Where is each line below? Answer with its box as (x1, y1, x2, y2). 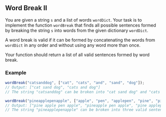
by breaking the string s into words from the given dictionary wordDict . (5, 27, 149, 33)
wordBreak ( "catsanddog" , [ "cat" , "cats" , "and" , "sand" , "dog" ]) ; (5, 81, 145, 86)
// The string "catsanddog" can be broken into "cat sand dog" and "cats (5, 89, 161, 94)
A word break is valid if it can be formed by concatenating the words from (5, 37, 156, 43)
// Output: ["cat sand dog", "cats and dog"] (5, 85, 100, 90)
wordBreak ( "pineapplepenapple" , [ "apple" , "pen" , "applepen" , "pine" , (5, 98, 154, 103)
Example (5, 69, 27, 76)
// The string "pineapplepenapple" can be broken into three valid (5, 108, 147, 113)
